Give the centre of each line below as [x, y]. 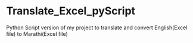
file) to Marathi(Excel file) [37, 33]
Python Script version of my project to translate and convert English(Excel [97, 27]
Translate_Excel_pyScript [71, 11]
